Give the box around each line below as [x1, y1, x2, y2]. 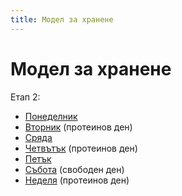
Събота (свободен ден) [24, 163, 125, 175]
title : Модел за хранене [10, 14, 114, 25]
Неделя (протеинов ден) [24, 174, 130, 186]
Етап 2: [10, 91, 41, 103]
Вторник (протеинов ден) [24, 121, 133, 133]
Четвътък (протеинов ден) [24, 142, 138, 154]
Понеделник [24, 110, 78, 122]
